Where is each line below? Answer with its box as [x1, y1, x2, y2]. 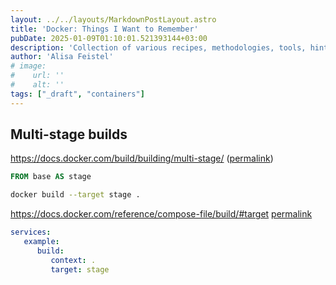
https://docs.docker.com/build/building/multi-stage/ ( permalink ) [10, 152, 274, 165]
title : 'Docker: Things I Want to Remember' [10, 24, 199, 34]
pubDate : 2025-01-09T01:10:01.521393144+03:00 [10, 33, 208, 43]
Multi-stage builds [10, 126, 128, 143]
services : [10, 227, 52, 238]
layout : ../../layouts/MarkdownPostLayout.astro [10, 14, 217, 25]
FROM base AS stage [10, 172, 92, 182]
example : [23, 237, 60, 247]
